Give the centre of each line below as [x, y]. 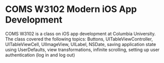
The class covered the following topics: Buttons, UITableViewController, [79, 39]
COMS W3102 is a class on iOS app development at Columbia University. [80, 33]
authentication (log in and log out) [40, 55]
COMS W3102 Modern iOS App [71, 9]
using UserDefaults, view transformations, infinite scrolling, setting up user [82, 49]
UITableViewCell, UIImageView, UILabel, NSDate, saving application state [81, 44]
